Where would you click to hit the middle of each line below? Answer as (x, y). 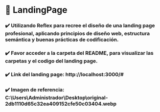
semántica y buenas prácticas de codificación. (62, 40)
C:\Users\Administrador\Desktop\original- (57, 97)
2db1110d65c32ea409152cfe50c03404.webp (61, 104)
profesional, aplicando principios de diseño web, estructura (78, 34)
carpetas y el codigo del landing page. (51, 61)
